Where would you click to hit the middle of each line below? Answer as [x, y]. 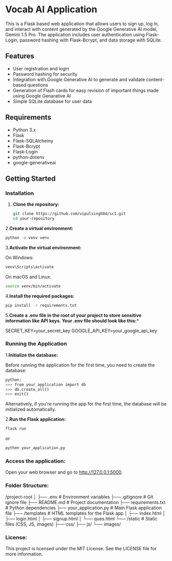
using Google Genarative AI [42, 95]
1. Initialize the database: [32, 355]
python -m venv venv [27, 238]
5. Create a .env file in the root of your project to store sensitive [73, 315]
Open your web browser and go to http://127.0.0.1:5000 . [64, 472]
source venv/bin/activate [33, 286]
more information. [24, 554]
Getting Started [31, 178]
